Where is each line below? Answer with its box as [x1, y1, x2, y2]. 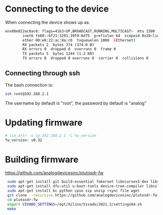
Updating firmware [5, 117, 83, 128]
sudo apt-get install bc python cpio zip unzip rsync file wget [7, 188, 140, 193]
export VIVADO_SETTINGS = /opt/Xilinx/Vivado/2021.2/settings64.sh [7, 202, 142, 207]
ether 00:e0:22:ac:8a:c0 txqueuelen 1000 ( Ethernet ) [22, 38, 136, 43]
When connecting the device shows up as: [5, 19, 90, 25]
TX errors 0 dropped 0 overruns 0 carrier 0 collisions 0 [22, 56, 149, 61]
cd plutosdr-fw [7, 197, 38, 202]
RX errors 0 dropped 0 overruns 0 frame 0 [22, 47, 116, 52]
